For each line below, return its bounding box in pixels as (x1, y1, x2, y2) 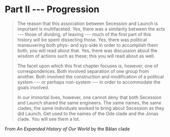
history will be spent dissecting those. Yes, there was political (17, 37, 147, 43)
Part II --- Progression (5, 4, 100, 15)
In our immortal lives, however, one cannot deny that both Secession (17, 94, 162, 100)
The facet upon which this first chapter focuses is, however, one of (17, 63, 159, 69)
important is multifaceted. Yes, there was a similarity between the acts (17, 25, 165, 32)
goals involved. (17, 84, 50, 90)
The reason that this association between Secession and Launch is (17, 20, 158, 26)
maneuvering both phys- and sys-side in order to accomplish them (17, 42, 158, 48)
